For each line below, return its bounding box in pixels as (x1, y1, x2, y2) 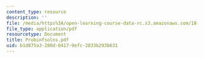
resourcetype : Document (6, 31, 67, 37)
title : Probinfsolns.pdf (6, 37, 69, 43)
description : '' (6, 14, 47, 21)
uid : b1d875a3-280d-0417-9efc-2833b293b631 (6, 43, 118, 49)
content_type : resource (6, 8, 67, 15)
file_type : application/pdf (6, 25, 78, 32)
